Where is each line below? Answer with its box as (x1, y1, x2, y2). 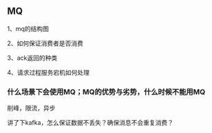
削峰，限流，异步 (7, 104, 56, 112)
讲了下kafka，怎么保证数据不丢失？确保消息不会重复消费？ (7, 119, 174, 127)
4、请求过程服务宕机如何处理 (7, 68, 90, 76)
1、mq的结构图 (7, 24, 50, 33)
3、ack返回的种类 (7, 53, 58, 62)
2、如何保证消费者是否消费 (7, 39, 84, 47)
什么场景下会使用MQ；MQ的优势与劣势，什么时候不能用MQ (7, 87, 206, 97)
